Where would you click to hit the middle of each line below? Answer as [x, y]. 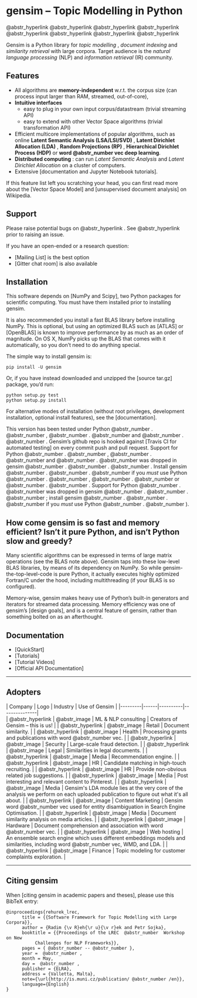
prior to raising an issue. [35, 234]
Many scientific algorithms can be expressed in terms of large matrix [89, 556]
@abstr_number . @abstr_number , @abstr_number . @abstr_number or [93, 479]
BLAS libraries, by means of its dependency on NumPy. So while [84, 568]
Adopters [23, 693]
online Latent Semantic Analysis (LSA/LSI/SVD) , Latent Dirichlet [95, 140]
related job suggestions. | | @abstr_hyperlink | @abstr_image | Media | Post [97, 775]
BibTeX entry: [22, 901]
